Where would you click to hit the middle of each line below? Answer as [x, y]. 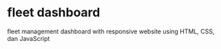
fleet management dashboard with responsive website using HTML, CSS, [111, 31]
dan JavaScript [29, 38]
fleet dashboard [54, 13]
